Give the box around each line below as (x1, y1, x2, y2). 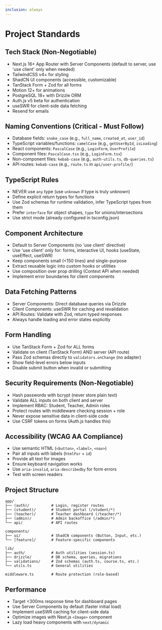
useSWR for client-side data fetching (12, 103, 87, 109)
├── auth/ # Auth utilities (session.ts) (5, 550, 115, 556)
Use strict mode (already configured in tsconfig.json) (12, 215, 119, 221)
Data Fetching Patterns (5, 288, 77, 296)
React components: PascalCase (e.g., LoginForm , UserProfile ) (12, 146, 136, 151)
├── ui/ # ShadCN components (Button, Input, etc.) (5, 533, 141, 539)
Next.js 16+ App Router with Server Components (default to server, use (12, 61, 156, 67)
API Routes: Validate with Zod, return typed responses (12, 311, 122, 317)
